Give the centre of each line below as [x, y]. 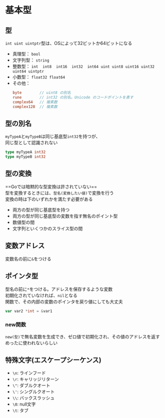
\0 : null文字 [24, 404]
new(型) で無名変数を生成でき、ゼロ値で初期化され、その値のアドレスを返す [82, 336]
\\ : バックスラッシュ [33, 398]
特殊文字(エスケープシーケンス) [53, 360]
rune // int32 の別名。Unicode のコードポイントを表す [73, 97]
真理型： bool [26, 54]
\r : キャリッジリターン [35, 379]
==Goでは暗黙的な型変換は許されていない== [51, 186]
